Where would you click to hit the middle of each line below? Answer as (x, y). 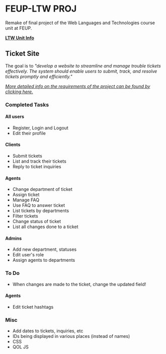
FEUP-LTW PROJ (41, 9)
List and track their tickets (39, 161)
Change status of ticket (37, 222)
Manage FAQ (26, 200)
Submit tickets (27, 156)
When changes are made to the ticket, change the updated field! (79, 284)
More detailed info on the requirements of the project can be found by (78, 86)
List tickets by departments (41, 211)
